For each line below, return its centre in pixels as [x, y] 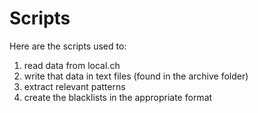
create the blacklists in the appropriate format [118, 97]
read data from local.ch [72, 65]
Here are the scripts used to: [68, 46]
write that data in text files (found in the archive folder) [136, 76]
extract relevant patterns [74, 86]
